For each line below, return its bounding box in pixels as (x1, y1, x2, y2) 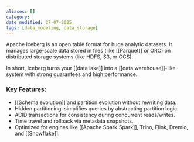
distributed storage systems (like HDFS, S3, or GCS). (6, 53, 134, 60)
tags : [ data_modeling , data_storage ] (6, 25, 98, 31)
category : (6, 14, 30, 20)
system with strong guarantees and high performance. (6, 71, 138, 78)
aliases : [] (6, 8, 35, 15)
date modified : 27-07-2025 (6, 19, 72, 25)
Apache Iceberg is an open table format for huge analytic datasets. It (6, 41, 172, 48)
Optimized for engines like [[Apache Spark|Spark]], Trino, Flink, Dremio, (14, 123, 189, 130)
